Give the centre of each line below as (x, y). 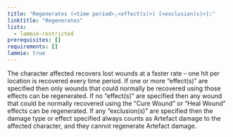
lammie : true (26, 54)
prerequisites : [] (34, 40)
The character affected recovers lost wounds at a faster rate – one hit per (114, 73)
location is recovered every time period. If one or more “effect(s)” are (108, 81)
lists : (17, 27)
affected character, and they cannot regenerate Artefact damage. (102, 126)
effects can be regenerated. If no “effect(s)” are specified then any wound (115, 95)
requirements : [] (33, 47)
